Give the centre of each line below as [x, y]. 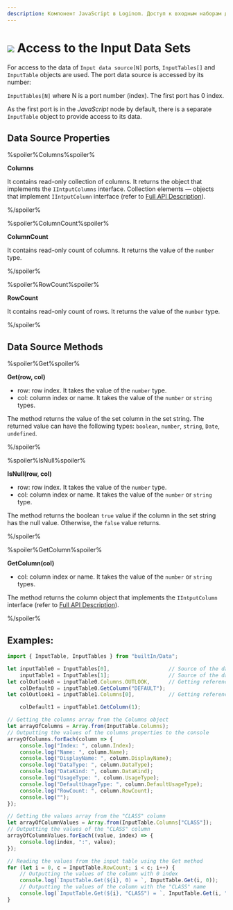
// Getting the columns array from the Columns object [88, 720]
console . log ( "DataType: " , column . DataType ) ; [87, 765]
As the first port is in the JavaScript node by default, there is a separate [110, 109]
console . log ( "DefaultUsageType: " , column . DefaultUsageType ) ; [111, 784]
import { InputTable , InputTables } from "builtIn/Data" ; [93, 656]
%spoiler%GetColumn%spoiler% [55, 550]
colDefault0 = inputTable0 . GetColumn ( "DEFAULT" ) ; [93, 688]
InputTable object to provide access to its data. [75, 116]
